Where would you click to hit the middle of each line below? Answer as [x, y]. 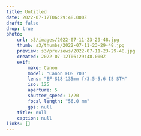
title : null [32, 113]
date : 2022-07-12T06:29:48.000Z [46, 17]
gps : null [40, 107]
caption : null [34, 118]
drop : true [20, 29]
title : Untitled [26, 12]
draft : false [22, 23]
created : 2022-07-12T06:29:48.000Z [61, 57]
